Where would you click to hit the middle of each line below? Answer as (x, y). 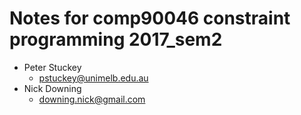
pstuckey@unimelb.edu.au (93, 78)
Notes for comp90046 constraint (150, 18)
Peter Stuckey (52, 67)
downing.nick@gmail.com (92, 99)
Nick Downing (52, 88)
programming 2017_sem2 (116, 39)
